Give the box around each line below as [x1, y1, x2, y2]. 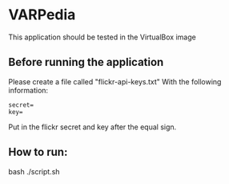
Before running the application [8, 55, 164, 69]
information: [8, 85, 49, 95]
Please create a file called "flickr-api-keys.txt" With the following [8, 76, 222, 86]
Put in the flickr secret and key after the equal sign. [8, 122, 177, 132]
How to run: [8, 145, 68, 159]
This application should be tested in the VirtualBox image [8, 32, 196, 42]
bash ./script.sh [8, 166, 60, 176]
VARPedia [8, 6, 76, 24]
